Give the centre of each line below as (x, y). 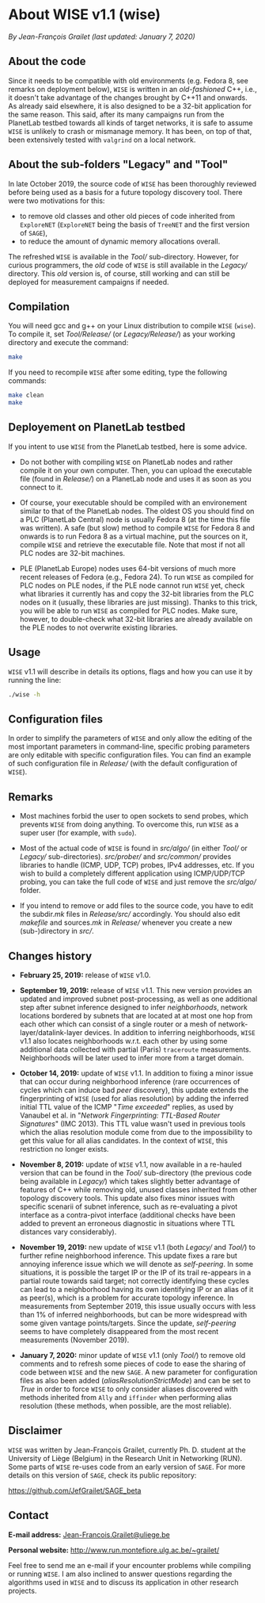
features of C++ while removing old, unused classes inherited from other (138, 1189)
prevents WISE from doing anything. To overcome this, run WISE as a (129, 825)
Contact (28, 1515)
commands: (28, 381)
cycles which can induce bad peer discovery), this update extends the (134, 1090)
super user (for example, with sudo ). (78, 833)
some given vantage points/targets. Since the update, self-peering (128, 1323)
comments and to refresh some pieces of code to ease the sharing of (132, 1363)
